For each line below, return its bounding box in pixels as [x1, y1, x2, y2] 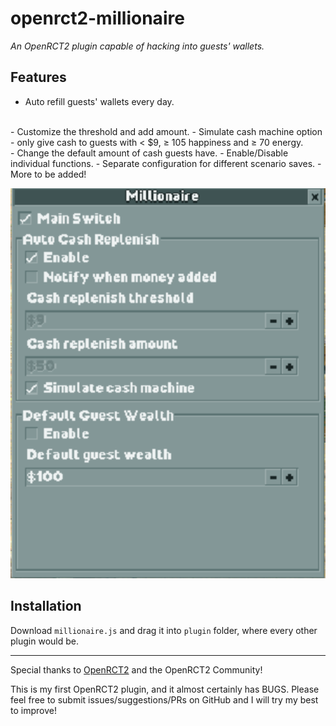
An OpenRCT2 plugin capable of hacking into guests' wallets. [10, 40, 265, 52]
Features [10, 69, 67, 86]
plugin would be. [10, 635, 79, 647]
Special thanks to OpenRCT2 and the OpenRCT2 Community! [10, 663, 263, 676]
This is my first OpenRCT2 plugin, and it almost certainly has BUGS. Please [10, 683, 320, 695]
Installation [10, 598, 82, 615]
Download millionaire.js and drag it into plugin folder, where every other [10, 624, 318, 636]
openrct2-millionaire [10, 7, 185, 30]
